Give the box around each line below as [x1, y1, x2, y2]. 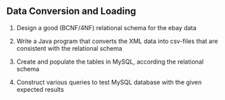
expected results [16, 85, 65, 93]
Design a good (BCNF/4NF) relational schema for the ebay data [16, 23, 197, 32]
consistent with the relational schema [16, 44, 122, 52]
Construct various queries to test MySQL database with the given [16, 78, 202, 86]
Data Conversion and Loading [6, 5, 136, 17]
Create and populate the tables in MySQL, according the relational [16, 58, 204, 66]
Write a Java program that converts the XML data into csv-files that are [16, 37, 218, 45]
